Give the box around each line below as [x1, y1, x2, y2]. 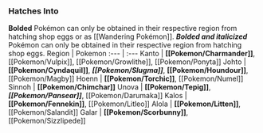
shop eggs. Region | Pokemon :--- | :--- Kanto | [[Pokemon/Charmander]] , [8, 49, 256, 59]
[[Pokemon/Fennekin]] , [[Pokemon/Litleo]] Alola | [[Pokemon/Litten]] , [8, 99, 241, 108]
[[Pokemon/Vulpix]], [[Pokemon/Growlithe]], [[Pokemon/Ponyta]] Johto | [8, 57, 247, 66]
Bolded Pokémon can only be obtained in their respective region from [8, 24, 237, 33]
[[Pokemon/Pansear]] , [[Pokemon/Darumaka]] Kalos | [8, 91, 187, 101]
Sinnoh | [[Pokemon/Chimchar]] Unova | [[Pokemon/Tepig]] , [8, 82, 211, 92]
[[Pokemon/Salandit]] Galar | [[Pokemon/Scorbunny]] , [8, 108, 189, 117]
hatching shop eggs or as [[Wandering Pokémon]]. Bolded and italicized [8, 32, 248, 41]
